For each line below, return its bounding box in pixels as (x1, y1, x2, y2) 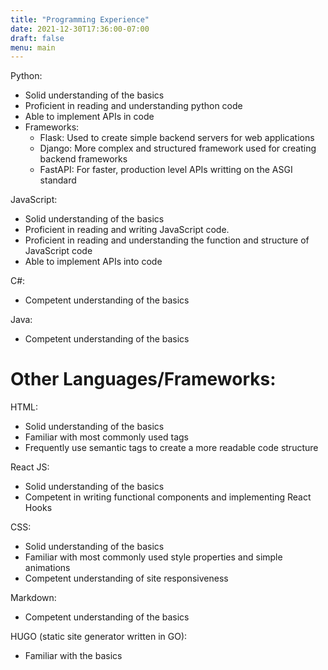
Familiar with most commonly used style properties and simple (24, 551, 283, 563)
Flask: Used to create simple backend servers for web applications (39, 132, 315, 144)
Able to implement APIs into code (24, 256, 163, 268)
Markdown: (10, 592, 57, 604)
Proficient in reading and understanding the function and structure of (24, 234, 310, 246)
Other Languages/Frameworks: (10, 368, 277, 391)
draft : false (10, 33, 65, 43)
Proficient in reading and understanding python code (24, 100, 243, 112)
